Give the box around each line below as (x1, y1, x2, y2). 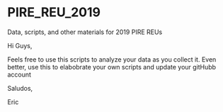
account (7, 70, 32, 79)
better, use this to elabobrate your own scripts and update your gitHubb (7, 62, 217, 71)
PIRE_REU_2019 (7, 4, 101, 21)
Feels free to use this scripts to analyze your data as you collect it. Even (7, 55, 217, 64)
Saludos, (7, 84, 33, 92)
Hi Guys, (7, 41, 33, 50)
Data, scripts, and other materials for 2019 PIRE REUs (7, 28, 163, 36)
